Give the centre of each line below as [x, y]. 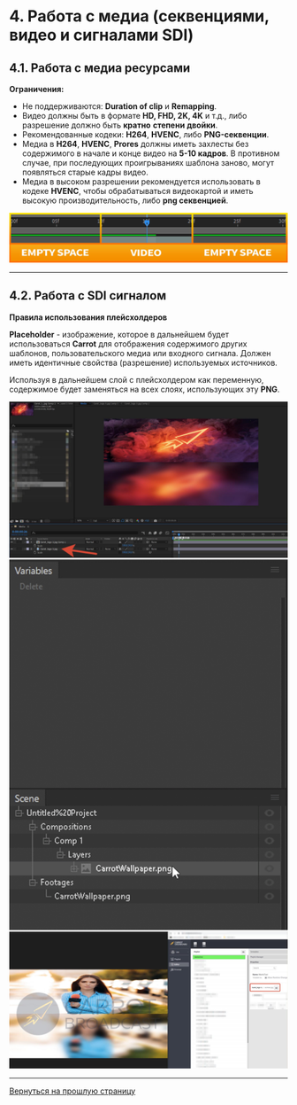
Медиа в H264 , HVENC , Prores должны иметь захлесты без [135, 144]
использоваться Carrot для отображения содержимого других [128, 344]
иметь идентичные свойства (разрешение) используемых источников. [144, 362]
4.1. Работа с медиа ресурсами [100, 68]
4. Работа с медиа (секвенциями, [139, 16]
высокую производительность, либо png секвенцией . [125, 200]
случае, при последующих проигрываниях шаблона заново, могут [148, 163]
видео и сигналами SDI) [102, 35]
